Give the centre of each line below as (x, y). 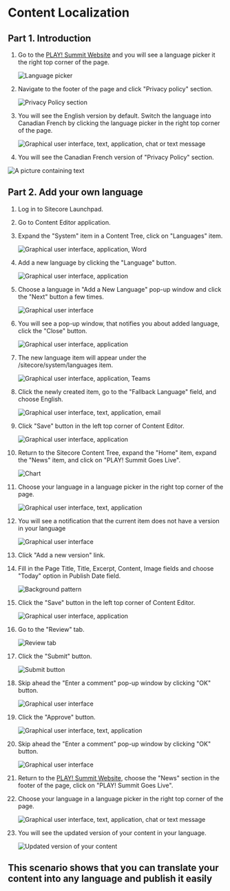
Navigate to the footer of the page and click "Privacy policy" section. (115, 89)
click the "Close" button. (53, 330)
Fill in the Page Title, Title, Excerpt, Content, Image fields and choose (116, 568)
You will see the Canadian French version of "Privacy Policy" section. (116, 157)
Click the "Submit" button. (55, 656)
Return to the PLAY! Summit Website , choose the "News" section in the (118, 778)
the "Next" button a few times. (61, 297)
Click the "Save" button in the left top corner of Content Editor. (106, 602)
